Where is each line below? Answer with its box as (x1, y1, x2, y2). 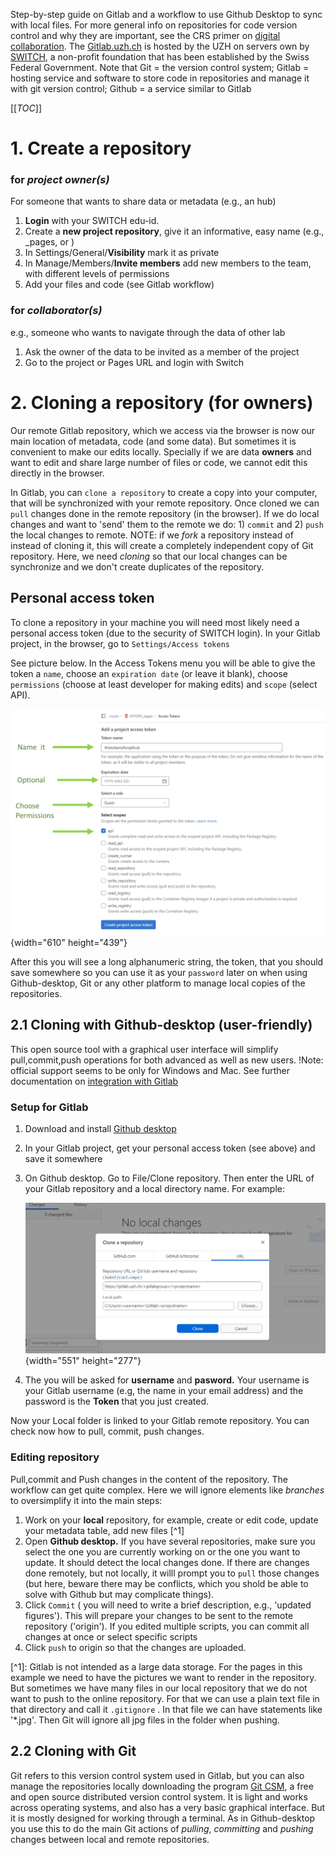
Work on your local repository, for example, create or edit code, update (24, 1514, 319, 1526)
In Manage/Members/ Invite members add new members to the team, (24, 257, 312, 269)
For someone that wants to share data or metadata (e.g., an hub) (10, 195, 277, 208)
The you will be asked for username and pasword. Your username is (24, 1374, 310, 1386)
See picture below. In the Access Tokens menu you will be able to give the (10, 657, 316, 669)
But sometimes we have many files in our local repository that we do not (10, 1682, 308, 1694)
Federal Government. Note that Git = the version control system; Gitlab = (10, 62, 310, 73)
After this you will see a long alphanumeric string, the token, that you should (10, 955, 324, 968)
